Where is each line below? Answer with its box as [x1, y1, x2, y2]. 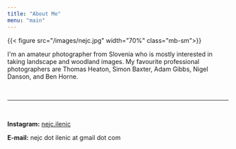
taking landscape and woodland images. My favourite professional [7, 57, 200, 65]
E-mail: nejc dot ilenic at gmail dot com [7, 133, 121, 141]
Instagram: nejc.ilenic [7, 119, 72, 128]
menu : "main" [7, 17, 46, 24]
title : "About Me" [7, 10, 61, 18]
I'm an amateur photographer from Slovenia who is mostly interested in [7, 50, 213, 58]
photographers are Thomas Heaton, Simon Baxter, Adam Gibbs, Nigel [7, 65, 209, 73]
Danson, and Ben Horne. [7, 72, 79, 81]
